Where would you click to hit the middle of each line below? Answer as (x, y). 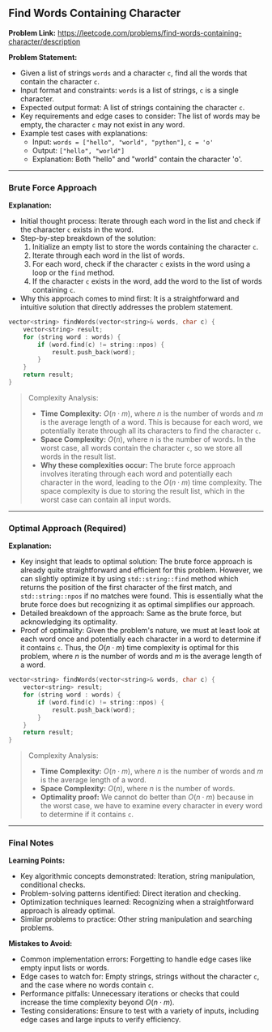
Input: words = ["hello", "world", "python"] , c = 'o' (123, 142)
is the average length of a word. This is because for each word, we (151, 422)
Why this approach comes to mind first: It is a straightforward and (130, 298)
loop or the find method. (73, 273)
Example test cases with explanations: (84, 133)
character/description (45, 41)
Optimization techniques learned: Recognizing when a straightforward (137, 902)
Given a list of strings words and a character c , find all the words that (134, 73)
